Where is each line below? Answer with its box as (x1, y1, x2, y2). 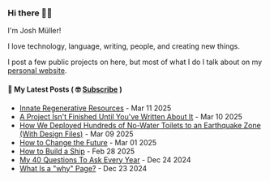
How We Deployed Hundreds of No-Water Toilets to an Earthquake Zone (19, 120, 261, 130)
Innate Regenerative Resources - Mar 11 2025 (19, 103, 172, 113)
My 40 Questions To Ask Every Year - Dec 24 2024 (19, 154, 191, 165)
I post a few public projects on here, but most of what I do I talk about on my (7, 57, 263, 67)
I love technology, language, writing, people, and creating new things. (7, 41, 241, 51)
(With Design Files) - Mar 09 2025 (19, 129, 135, 139)
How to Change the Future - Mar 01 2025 (19, 137, 157, 147)
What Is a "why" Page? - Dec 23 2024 (19, 163, 148, 173)
